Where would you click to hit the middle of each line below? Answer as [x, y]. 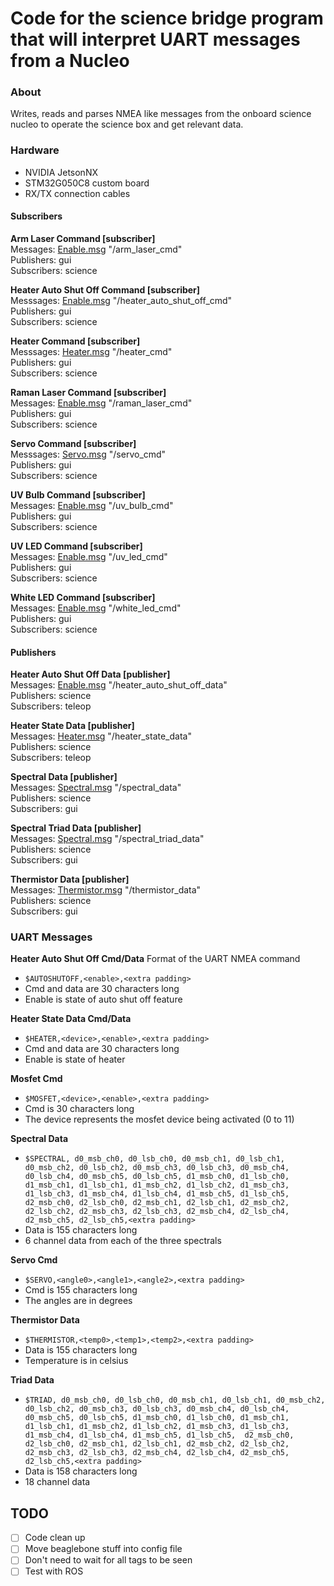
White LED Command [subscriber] [83, 597]
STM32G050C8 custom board [87, 183]
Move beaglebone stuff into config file [103, 1549]
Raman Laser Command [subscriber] [88, 392]
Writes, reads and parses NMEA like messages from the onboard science [161, 114]
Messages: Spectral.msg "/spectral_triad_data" [107, 839]
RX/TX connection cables [77, 193]
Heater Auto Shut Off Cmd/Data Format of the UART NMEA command [155, 959]
